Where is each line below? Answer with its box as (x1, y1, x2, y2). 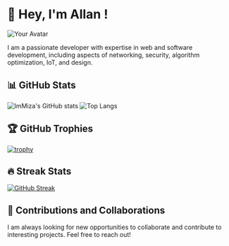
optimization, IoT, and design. (7, 58, 93, 66)
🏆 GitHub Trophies (7, 123, 94, 135)
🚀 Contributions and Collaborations (7, 204, 166, 216)
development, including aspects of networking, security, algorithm (7, 51, 200, 59)
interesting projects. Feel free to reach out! (7, 231, 132, 239)
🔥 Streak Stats (7, 165, 72, 177)
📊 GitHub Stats (7, 79, 76, 91)
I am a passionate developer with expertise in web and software (7, 43, 193, 51)
